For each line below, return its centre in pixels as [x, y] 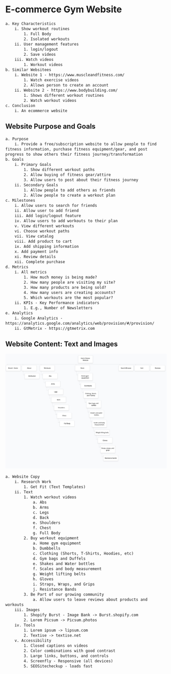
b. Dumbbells [46, 549]
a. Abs [40, 502]
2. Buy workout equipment [51, 538]
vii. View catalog [34, 236]
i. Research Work [33, 482]
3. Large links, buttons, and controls [66, 656]
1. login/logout [41, 49]
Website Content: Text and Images [62, 344]
